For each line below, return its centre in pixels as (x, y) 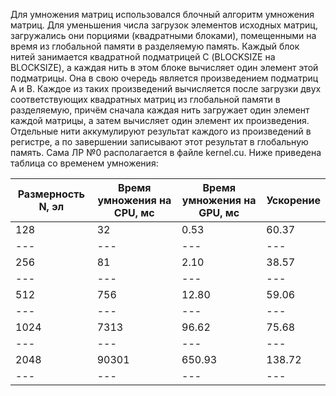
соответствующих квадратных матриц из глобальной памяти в (145, 99)
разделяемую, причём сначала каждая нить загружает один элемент (160, 110)
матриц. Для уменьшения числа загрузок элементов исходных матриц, (164, 25)
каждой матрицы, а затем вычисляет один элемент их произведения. (160, 120)
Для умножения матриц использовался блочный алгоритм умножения (162, 14)
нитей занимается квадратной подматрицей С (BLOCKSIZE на (143, 57)
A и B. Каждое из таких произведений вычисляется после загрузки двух (166, 88)
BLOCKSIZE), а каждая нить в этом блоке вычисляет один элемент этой (164, 67)
